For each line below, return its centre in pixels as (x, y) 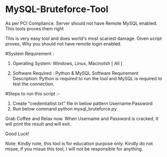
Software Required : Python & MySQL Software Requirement (75, 73)
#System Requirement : (30, 54)
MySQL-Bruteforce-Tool (57, 9)
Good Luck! (17, 134)
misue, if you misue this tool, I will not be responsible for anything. (74, 149)
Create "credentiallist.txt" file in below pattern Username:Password (82, 103)
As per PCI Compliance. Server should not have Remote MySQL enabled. (81, 23)
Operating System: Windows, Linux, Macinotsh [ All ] (67, 63)
